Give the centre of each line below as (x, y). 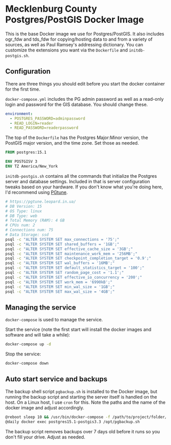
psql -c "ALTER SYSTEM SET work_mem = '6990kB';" (59, 282)
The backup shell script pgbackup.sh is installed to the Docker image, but (81, 391)
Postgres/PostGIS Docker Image (75, 20)
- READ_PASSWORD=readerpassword (44, 128)
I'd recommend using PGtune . (36, 192)
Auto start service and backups (56, 379)
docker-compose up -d (28, 344)
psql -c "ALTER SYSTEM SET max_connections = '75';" (62, 239)
